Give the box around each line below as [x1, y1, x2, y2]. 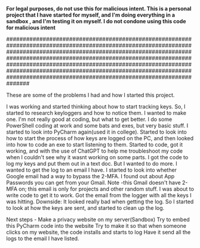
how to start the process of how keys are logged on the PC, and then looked [6, 135, 194, 142]
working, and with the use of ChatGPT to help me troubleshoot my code [6, 147, 183, 154]
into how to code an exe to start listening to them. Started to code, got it [6, 141, 183, 148]
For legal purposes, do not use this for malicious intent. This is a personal [6, 5, 192, 12]
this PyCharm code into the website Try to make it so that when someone [6, 222, 187, 229]
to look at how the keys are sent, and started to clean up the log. [6, 204, 165, 211]
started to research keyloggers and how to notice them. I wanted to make [6, 110, 187, 116]
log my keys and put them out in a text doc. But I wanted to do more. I [6, 160, 177, 167]
